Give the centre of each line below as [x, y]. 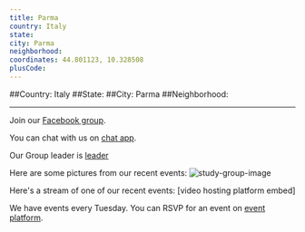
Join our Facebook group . [58, 120]
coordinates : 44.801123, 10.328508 [77, 60]
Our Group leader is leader [59, 155]
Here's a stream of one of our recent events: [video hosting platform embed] [152, 190]
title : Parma [34, 18]
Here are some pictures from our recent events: [98, 172]
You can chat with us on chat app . [73, 138]
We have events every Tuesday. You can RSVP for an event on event [138, 208]
